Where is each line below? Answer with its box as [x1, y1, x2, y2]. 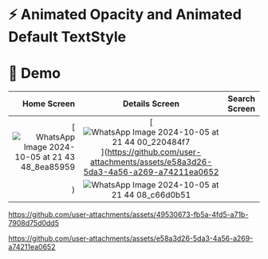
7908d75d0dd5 [8, 218, 60, 228]
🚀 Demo [8, 65, 61, 83]
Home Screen [22, 98, 76, 109]
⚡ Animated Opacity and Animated [8, 6, 242, 24]
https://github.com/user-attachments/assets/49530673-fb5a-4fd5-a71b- [8, 210, 249, 219]
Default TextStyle [8, 28, 126, 46]
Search [227, 93, 255, 104]
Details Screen [122, 98, 179, 109]
